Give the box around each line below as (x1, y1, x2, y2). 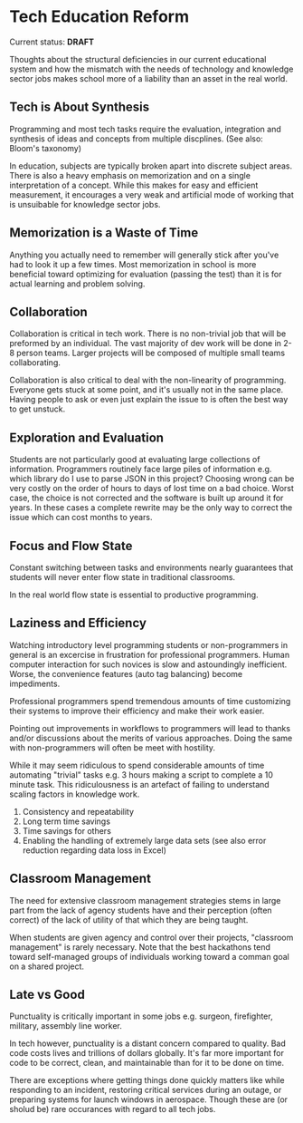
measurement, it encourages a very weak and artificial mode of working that (9, 189, 294, 200)
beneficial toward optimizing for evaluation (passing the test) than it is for (9, 268, 282, 279)
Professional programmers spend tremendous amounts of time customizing (9, 695, 291, 706)
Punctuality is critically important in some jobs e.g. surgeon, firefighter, (9, 1011, 273, 1021)
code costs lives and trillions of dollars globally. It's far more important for (9, 1048, 285, 1059)
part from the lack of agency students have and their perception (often (9, 905, 273, 915)
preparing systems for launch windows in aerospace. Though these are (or (9, 1094, 288, 1105)
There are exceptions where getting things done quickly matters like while (9, 1075, 285, 1086)
